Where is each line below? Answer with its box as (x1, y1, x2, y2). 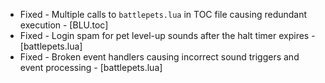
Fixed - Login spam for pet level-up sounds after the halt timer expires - (19, 30, 316, 41)
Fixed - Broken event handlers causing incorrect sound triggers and (19, 51, 300, 63)
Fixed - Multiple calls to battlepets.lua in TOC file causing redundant (19, 9, 308, 20)
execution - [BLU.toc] (19, 19, 109, 31)
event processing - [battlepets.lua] (19, 62, 163, 73)
